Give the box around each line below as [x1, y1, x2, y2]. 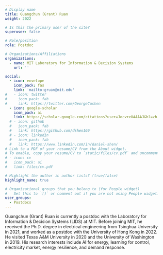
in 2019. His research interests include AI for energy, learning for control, [5, 239, 150, 245]
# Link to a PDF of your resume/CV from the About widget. [5, 146, 127, 151]
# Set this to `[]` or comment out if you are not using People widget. [5, 191, 160, 196]
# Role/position [5, 38, 38, 43]
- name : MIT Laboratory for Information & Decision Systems [9, 60, 133, 66]
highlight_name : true [5, 178, 49, 182]
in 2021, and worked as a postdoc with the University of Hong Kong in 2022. [5, 229, 158, 235]
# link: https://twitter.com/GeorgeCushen [5, 101, 101, 106]
